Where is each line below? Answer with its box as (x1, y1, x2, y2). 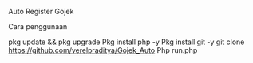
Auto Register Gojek (8, 7, 74, 16)
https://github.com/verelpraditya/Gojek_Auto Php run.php (8, 46, 198, 54)
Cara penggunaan (8, 22, 68, 31)
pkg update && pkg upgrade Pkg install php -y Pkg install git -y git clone (8, 37, 245, 46)
